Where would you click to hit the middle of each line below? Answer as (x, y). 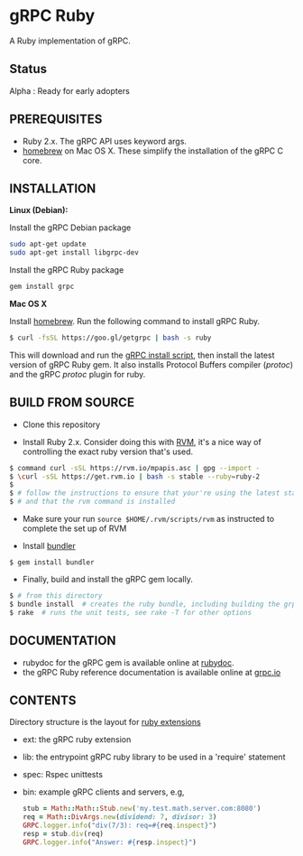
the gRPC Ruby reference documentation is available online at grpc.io (151, 672)
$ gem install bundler (52, 563)
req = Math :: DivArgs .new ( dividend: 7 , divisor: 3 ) (119, 817)
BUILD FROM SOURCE (72, 403)
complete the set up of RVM (74, 528)
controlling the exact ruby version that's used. (108, 451)
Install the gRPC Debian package (70, 228)
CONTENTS (43, 700)
